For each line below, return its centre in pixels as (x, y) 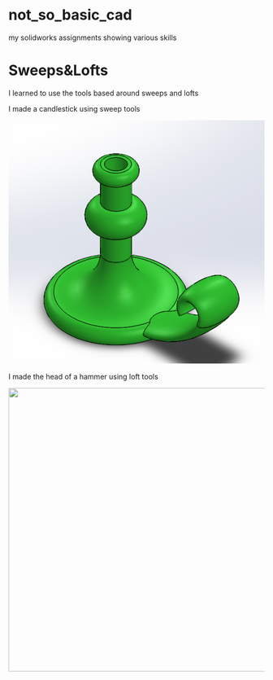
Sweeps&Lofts (58, 70)
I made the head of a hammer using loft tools (83, 376)
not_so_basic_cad (70, 15)
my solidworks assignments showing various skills (93, 37)
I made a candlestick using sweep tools (74, 108)
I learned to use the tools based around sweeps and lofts (104, 93)
